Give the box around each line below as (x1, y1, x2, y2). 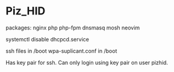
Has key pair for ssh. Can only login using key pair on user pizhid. (5, 59, 169, 66)
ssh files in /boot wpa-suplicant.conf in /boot (5, 47, 117, 55)
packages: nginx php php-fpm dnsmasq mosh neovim (5, 24, 140, 31)
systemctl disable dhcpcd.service (5, 35, 90, 43)
